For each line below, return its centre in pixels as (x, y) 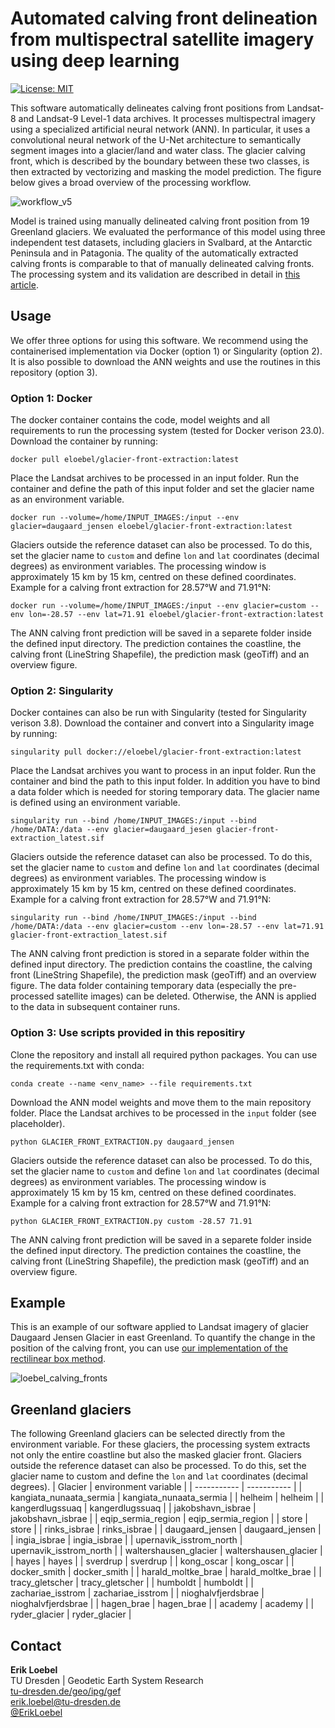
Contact (36, 1645)
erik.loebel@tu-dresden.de (65, 1702)
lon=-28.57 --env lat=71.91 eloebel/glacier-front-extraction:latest (176, 615)
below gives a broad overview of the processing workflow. (131, 182)
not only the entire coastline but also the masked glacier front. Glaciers (156, 1455)
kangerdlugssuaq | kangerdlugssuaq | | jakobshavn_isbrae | (133, 1508)
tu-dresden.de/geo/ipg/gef (66, 1691)
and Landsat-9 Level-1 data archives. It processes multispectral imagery (167, 118)
